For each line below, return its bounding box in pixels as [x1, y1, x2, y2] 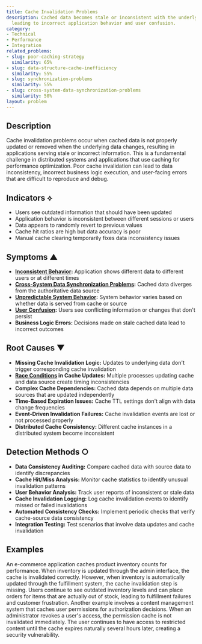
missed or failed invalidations [14, 501, 88, 508]
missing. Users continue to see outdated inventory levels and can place [6, 586, 183, 593]
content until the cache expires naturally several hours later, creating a [6, 625, 181, 632]
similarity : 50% [11, 93, 52, 99]
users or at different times [14, 274, 79, 282]
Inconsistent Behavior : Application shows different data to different [14, 268, 183, 275]
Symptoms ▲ [6, 251, 58, 262]
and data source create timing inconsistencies [14, 378, 129, 385]
